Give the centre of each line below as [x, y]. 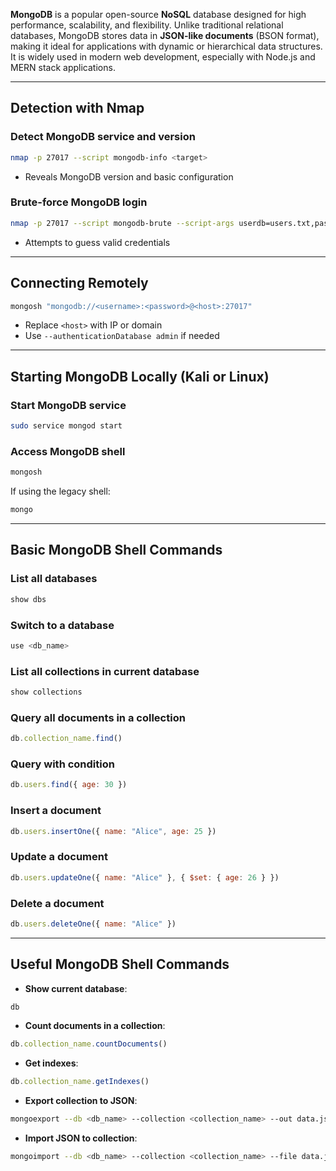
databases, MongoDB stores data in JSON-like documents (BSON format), [165, 35]
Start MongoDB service [68, 405]
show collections [46, 692]
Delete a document [57, 903]
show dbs [28, 599]
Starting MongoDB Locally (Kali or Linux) [140, 376]
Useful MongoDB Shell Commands [120, 964]
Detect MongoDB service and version [103, 137]
